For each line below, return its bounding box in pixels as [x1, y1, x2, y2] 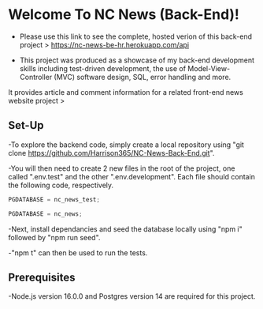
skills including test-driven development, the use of [19, 63, 187, 73]
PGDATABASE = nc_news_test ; [8, 195, 101, 203]
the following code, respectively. [8, 180, 114, 190]
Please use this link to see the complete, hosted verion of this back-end [19, 32, 253, 41]
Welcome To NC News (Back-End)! [8, 6, 240, 24]
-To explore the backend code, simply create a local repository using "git [8, 140, 244, 149]
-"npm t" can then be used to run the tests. [8, 247, 148, 258]
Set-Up [8, 119, 45, 132]
